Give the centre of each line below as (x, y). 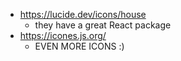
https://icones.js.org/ (63, 35)
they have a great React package (103, 25)
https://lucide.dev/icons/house (83, 14)
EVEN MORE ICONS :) (79, 46)
